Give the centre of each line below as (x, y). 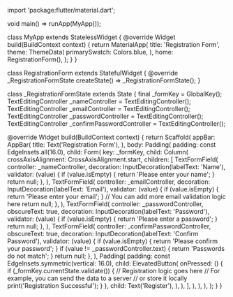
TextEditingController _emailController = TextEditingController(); (99, 109)
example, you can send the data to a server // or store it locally (97, 278)
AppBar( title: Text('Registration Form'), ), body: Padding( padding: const (112, 145)
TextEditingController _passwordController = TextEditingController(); (105, 116)
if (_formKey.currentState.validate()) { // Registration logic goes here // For (114, 271)
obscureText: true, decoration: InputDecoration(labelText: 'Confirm (103, 234)
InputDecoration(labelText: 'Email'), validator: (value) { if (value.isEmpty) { (113, 189)
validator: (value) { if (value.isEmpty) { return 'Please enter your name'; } (111, 174)
